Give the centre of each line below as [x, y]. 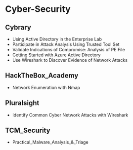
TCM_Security [28, 131]
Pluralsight [22, 103]
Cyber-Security [38, 9]
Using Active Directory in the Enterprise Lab [57, 39]
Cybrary [18, 27]
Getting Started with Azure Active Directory [56, 55]
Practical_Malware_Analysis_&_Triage [50, 142]
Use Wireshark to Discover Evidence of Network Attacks [70, 60]
